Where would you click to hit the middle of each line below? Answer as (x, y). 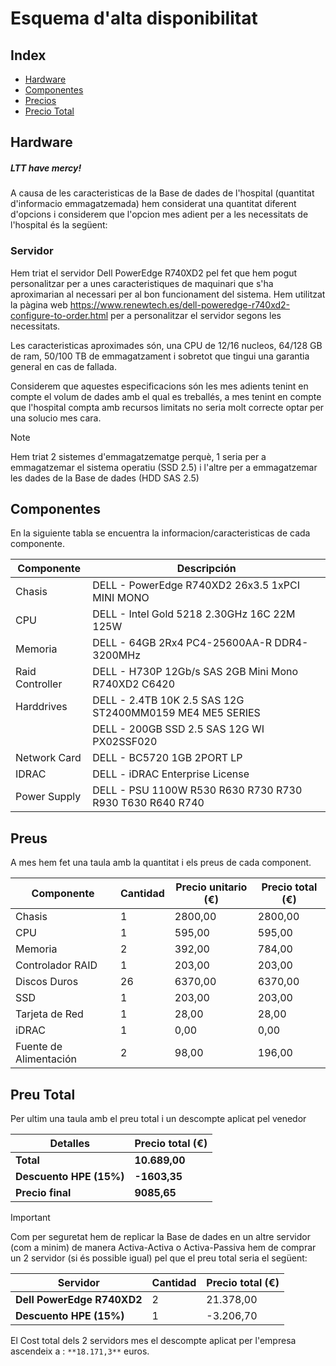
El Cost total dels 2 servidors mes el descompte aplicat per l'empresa (153, 1341)
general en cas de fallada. (63, 366)
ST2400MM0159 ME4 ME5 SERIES (176, 713)
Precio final (43, 1193)
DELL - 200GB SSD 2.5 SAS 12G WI (178, 729)
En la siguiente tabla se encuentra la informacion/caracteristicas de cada (160, 533)
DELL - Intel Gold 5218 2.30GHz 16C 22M (194, 614)
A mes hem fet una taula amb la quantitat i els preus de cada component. (161, 863)
